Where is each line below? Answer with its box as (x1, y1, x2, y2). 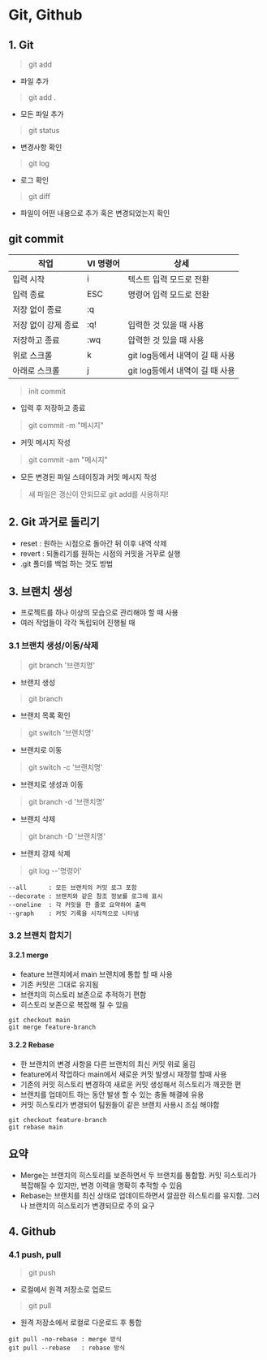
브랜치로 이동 (19, 745, 62, 754)
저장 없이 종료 (12, 304, 62, 315)
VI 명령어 (86, 257, 120, 269)
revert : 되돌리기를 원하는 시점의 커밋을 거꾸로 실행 (19, 548, 181, 558)
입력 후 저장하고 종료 (19, 403, 86, 412)
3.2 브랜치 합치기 (8, 930, 72, 941)
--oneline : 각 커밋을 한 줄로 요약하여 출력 (8, 900, 147, 909)
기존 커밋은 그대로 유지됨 (19, 979, 99, 989)
